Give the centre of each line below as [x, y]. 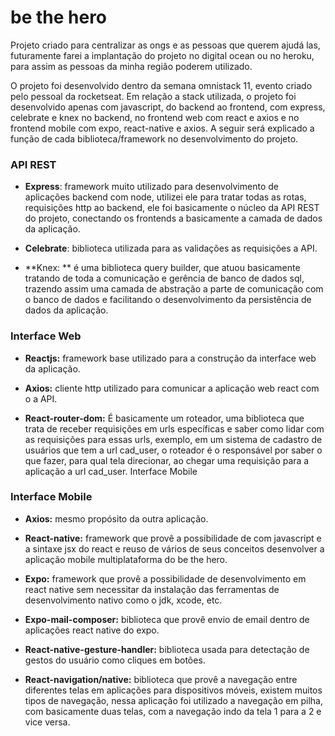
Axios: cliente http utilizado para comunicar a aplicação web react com [172, 388]
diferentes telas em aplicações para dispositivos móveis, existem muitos [173, 690]
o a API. [41, 398]
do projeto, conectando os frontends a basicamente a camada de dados [173, 218]
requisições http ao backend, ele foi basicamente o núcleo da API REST [172, 208]
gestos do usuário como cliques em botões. [115, 660]
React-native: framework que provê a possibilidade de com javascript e [173, 538]
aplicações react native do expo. [92, 630]
